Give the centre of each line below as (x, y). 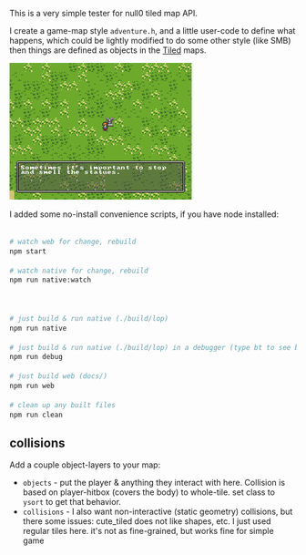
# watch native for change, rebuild (79, 271)
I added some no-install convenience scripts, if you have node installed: (144, 214)
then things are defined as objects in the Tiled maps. (108, 50)
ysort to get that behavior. (71, 502)
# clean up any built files (63, 405)
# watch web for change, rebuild (73, 242)
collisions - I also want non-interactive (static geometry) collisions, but (158, 512)
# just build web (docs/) (58, 376)
